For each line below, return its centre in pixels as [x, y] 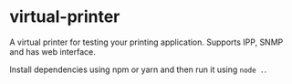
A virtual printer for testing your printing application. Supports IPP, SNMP [146, 42]
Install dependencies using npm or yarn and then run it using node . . [138, 69]
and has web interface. [52, 51]
